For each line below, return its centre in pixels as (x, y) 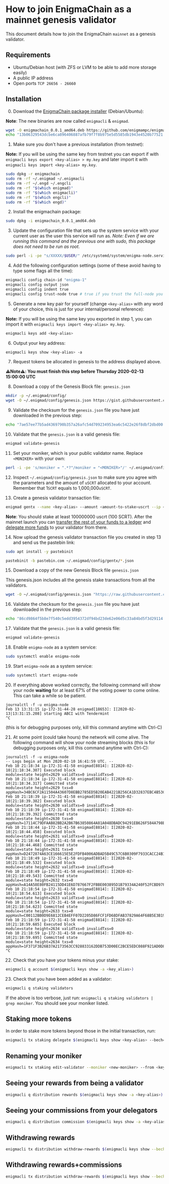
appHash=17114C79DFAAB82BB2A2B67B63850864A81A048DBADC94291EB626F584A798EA (87, 823)
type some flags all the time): (43, 271)
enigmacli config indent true (37, 289)
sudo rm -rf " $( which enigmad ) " (39, 188)
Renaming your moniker (44, 1056)
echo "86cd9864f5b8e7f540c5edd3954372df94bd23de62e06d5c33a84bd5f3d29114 (84, 619)
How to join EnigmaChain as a (69, 9)
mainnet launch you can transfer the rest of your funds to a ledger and (78, 522)
